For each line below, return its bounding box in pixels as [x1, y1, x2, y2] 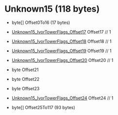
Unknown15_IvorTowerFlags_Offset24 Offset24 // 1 [11, 95, 114, 101]
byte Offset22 [11, 76, 40, 82]
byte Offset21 [11, 67, 39, 73]
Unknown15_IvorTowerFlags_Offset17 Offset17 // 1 [11, 29, 111, 35]
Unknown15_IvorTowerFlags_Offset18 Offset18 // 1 [11, 38, 112, 44]
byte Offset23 [11, 85, 40, 91]
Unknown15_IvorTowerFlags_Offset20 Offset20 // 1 [11, 57, 114, 63]
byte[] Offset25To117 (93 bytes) [11, 104, 76, 110]
